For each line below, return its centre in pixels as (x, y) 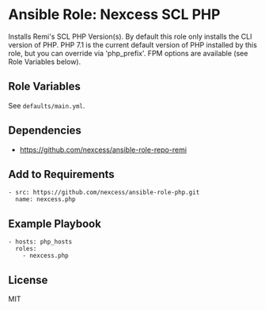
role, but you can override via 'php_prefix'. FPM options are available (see (128, 53)
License (28, 280)
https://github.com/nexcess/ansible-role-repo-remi (103, 149)
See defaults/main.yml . (47, 105)
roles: (26, 249)
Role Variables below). (45, 62)
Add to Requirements (61, 174)
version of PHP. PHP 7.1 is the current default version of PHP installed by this (132, 44)
